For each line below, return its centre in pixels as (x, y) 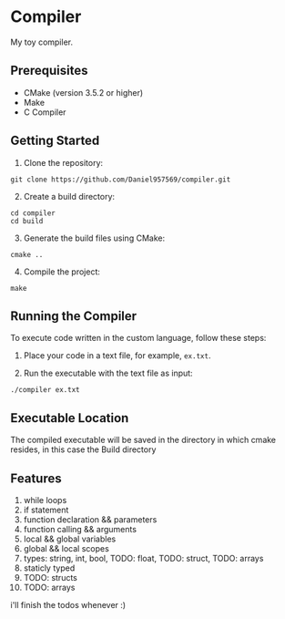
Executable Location (70, 418)
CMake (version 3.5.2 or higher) (83, 92)
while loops (45, 500)
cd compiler (33, 213)
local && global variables (70, 539)
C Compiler (45, 112)
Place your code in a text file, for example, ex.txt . (117, 356)
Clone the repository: (63, 162)
